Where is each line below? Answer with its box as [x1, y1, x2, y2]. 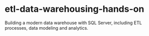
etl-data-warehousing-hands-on [5, 3, 144, 15]
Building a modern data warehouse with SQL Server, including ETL [5, 20, 142, 26]
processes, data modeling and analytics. [5, 25, 88, 31]
